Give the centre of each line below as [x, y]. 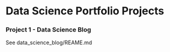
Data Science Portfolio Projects [85, 11]
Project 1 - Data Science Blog [48, 30]
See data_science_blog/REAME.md [49, 42]
